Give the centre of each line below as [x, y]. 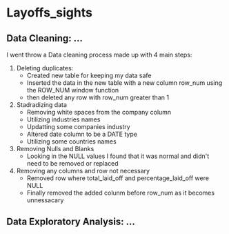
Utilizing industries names [63, 119]
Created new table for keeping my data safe [89, 75]
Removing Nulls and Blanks [55, 149]
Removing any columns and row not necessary [83, 171]
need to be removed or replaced [72, 163]
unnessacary [45, 200]
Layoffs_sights [49, 13]
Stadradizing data [41, 105]
